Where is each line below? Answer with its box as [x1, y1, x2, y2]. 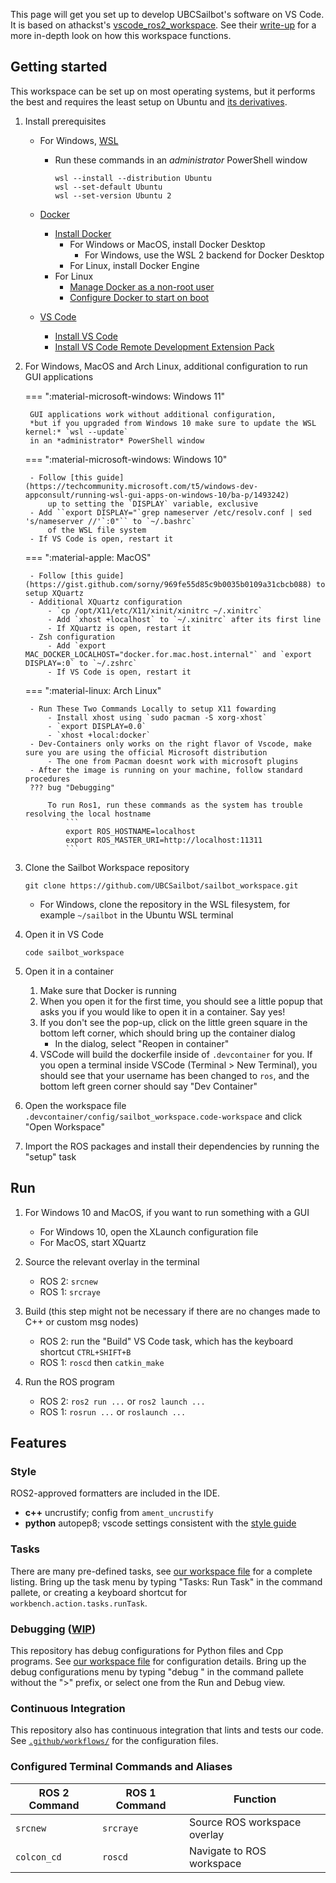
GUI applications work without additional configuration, [29, 409, 277, 419]
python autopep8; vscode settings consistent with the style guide [24, 1517, 297, 1529]
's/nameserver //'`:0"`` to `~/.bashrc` [24, 516, 196, 526]
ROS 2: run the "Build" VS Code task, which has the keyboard [39, 1335, 294, 1347]
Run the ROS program [24, 1375, 115, 1388]
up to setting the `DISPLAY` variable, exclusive [47, 499, 259, 509]
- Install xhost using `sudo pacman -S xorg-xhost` [47, 712, 268, 723]
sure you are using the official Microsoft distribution [24, 747, 268, 758]
